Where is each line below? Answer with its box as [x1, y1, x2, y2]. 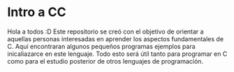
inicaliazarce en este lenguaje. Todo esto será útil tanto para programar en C [7, 50, 228, 58]
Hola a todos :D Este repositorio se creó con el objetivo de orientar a [7, 27, 204, 36]
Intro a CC [7, 4, 66, 20]
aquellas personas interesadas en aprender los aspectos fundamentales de [7, 34, 224, 43]
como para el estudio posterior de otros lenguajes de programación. [7, 57, 204, 65]
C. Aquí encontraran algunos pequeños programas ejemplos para [7, 42, 196, 50]
